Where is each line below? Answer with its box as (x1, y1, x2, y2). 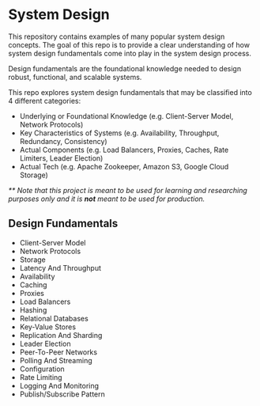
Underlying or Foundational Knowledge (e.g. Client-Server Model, (19, 111, 234, 120)
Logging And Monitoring (19, 381, 100, 390)
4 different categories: (8, 96, 81, 105)
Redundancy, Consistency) (19, 136, 108, 146)
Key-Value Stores (19, 322, 77, 332)
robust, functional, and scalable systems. (8, 72, 142, 82)
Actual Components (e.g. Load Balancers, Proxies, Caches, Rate (19, 145, 229, 154)
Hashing (19, 305, 47, 314)
